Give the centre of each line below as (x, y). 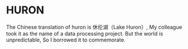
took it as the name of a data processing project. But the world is (85, 33)
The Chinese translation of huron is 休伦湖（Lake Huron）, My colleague (94, 27)
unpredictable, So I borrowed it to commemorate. (66, 40)
